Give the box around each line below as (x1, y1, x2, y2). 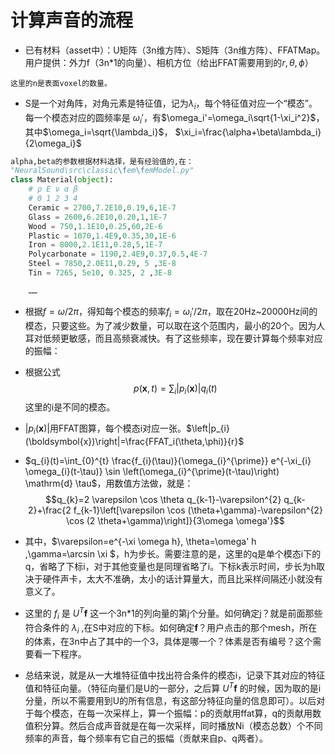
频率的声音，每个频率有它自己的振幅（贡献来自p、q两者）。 (24, 732, 268, 745)
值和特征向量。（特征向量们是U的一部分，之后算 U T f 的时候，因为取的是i (24, 681, 322, 695)
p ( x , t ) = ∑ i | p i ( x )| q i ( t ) (133, 382, 218, 396)
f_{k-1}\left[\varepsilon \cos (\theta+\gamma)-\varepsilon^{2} (73, 504, 323, 516)
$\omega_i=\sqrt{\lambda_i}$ (42, 126, 165, 138)
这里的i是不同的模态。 (24, 401, 116, 413)
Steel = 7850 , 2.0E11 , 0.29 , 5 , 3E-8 (28, 259, 177, 269)
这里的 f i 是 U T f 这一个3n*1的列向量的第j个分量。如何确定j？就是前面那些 (24, 606, 323, 621)
